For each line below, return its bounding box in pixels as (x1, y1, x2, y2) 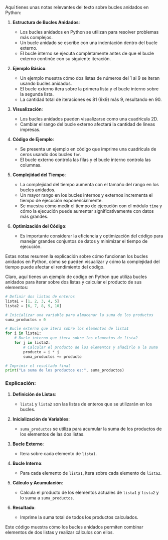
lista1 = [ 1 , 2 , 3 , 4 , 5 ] (5, 299, 59, 304)
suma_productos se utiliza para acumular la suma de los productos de (20, 426, 162, 432)
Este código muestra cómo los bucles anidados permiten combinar (5, 524, 144, 530)
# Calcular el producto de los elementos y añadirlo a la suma (23, 345, 158, 350)
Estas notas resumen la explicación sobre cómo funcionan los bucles (5, 253, 148, 259)
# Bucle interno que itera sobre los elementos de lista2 (14, 336, 138, 341)
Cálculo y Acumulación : (12, 479, 64, 486)
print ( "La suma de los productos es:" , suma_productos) (5, 368, 124, 373)
